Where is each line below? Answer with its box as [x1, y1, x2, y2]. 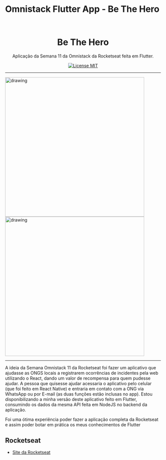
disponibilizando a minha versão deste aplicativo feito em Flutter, [5, 397, 137, 402]
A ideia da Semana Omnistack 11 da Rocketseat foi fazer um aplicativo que [5, 365, 157, 371]
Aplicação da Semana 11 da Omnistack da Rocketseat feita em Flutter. [12, 53, 154, 59]
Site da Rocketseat [12, 449, 51, 455]
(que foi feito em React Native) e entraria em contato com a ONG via [5, 386, 144, 392]
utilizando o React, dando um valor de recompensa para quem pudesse [5, 375, 151, 381]
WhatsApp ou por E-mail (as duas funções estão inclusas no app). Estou [5, 391, 153, 397]
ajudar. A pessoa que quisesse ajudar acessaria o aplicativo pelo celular [5, 381, 152, 387]
